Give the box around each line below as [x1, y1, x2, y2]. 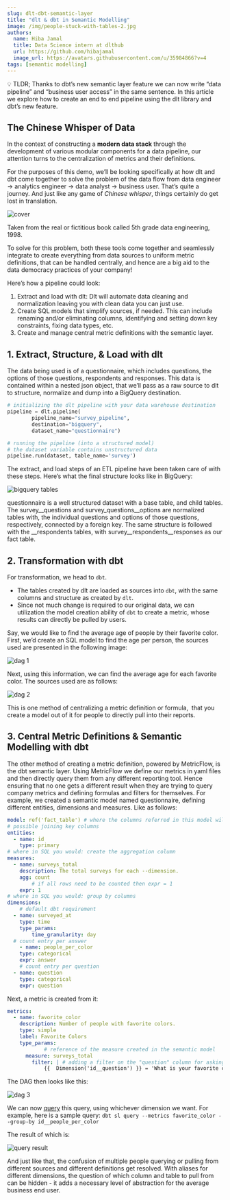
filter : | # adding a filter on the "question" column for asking [31, 1059, 225, 1066]
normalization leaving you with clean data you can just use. [16, 299, 184, 308]
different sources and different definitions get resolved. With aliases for [7, 1164, 209, 1173]
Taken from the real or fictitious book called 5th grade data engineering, [7, 223, 210, 232]
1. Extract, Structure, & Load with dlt [7, 349, 163, 360]
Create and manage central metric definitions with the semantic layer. [16, 329, 214, 337]
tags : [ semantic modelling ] [7, 61, 88, 68]
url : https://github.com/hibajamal [13, 49, 115, 55]
